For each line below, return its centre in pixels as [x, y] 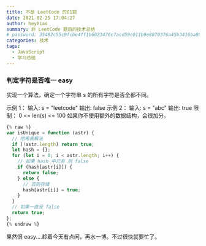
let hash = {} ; [31, 150]
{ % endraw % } [23, 224]
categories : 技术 [28, 40]
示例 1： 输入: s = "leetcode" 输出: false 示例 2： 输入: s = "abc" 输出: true [99, 107]
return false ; [41, 172]
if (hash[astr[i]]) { [45, 167]
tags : [13, 47]
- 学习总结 [24, 58]
